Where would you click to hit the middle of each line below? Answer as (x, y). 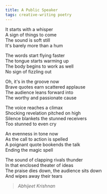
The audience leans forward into (39, 92)
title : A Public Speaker (32, 10)
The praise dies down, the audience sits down (53, 171)
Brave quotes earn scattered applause (45, 87)
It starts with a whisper (29, 29)
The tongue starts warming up (37, 61)
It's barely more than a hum (34, 45)
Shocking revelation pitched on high (43, 113)
